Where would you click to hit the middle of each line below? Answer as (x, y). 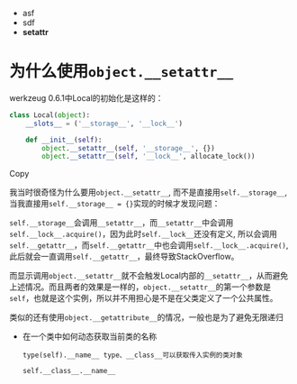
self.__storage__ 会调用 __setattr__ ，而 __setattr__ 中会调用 (121, 223)
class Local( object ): (50, 115)
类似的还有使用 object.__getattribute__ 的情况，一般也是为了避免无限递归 (146, 317)
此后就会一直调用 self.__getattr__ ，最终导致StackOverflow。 (124, 257)
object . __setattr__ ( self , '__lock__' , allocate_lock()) (148, 157)
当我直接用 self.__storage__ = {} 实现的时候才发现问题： (115, 204)
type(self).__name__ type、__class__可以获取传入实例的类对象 (132, 355)
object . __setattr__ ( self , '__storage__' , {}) (129, 148)
